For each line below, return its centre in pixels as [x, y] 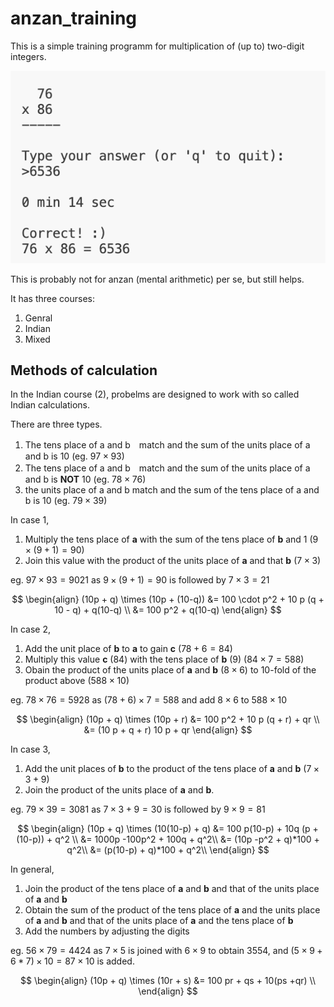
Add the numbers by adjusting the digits [107, 931]
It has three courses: [53, 298]
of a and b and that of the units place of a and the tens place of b [159, 921]
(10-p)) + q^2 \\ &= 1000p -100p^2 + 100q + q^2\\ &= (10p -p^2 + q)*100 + [168, 839]
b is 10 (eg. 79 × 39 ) [66, 501]
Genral [38, 318]
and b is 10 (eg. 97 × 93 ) [74, 456]
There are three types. [56, 424]
